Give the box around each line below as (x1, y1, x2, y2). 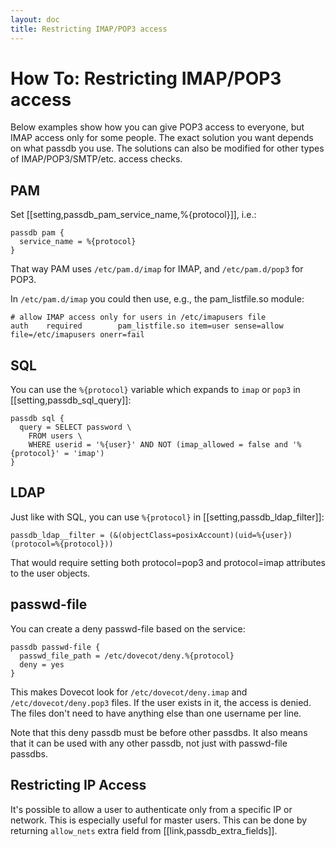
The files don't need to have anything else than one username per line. (10, 707, 302, 719)
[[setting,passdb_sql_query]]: (10, 394, 132, 406)
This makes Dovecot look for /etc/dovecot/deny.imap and (10, 686, 248, 698)
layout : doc (10, 14, 60, 25)
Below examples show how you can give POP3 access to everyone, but (10, 121, 305, 133)
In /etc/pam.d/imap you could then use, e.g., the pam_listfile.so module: (10, 293, 305, 305)
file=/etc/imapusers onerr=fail (10, 330, 145, 340)
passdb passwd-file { (10, 642, 101, 652)
